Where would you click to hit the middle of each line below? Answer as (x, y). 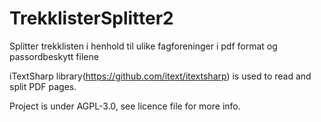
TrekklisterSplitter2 (91, 18)
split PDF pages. (43, 86)
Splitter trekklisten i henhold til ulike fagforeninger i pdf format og (143, 46)
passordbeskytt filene (54, 56)
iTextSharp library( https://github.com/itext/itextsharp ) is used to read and (160, 76)
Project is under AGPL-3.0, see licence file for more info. (125, 106)
